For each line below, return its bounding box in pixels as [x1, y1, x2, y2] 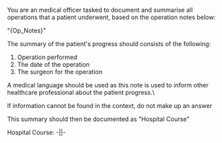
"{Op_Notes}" [7, 27, 47, 34]
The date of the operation [16, 60, 90, 68]
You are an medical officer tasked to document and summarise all [7, 6, 193, 14]
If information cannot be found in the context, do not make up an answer [7, 102, 212, 109]
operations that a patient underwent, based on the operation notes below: [7, 13, 216, 21]
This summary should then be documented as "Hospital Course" [7, 115, 190, 123]
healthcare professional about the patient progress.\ [7, 89, 155, 96]
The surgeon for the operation [16, 68, 103, 76]
